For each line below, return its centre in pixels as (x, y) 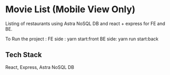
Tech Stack (24, 55)
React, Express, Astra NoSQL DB (40, 67)
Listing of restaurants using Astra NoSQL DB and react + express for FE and (85, 23)
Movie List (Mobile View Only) (70, 9)
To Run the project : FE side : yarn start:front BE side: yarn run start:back (82, 39)
